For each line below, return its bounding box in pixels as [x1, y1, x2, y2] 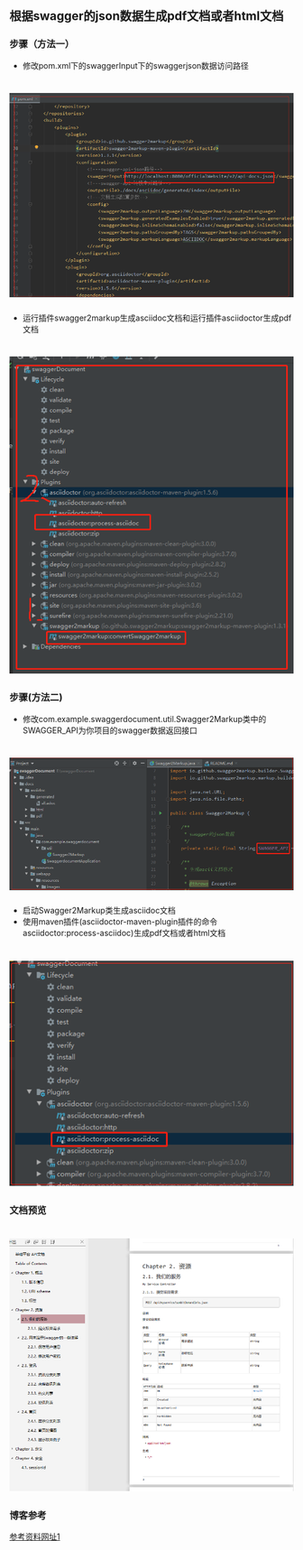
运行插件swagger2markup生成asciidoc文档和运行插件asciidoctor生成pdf [22, 312, 292, 323]
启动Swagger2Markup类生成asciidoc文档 [22, 905, 176, 916]
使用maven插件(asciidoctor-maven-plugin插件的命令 [22, 916, 218, 927]
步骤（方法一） [9, 38, 75, 51]
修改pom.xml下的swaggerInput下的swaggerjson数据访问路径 [22, 60, 250, 70]
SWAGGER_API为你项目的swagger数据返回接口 [22, 725, 198, 736]
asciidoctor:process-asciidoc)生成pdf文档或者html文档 [22, 928, 226, 939]
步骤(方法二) [9, 691, 63, 704]
